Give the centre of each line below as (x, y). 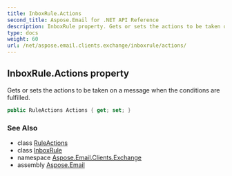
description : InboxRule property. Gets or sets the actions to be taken (114, 26)
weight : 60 (23, 39)
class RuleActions (42, 143)
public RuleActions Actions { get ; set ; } (69, 110)
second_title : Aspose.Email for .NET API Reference (83, 20)
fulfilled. (19, 97)
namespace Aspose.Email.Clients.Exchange (79, 157)
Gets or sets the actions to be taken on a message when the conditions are (114, 90)
